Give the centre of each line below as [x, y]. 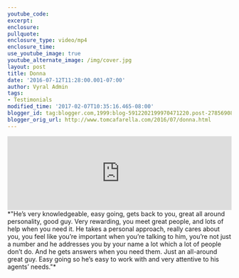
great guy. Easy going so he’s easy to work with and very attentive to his [113, 259]
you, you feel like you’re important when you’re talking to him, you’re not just [119, 236]
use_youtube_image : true [44, 54]
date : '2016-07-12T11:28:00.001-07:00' [67, 80]
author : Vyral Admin [38, 87]
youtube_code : [28, 14]
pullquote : [23, 34]
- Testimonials [30, 100]
